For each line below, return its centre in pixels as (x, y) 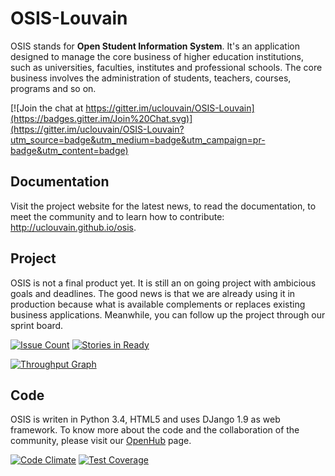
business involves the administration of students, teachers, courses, (151, 78)
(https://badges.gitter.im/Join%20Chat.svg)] (101, 118)
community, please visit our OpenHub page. (101, 441)
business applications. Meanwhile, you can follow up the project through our (168, 314)
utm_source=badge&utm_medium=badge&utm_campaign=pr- (138, 139)
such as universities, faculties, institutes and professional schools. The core (166, 67)
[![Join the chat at (47, 108)
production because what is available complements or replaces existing (158, 304)
